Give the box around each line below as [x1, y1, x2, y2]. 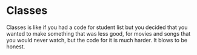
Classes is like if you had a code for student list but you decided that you [6, 24, 188, 31]
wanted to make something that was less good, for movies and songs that [6, 30, 191, 37]
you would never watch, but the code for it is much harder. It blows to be [6, 36, 188, 44]
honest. [6, 43, 25, 50]
